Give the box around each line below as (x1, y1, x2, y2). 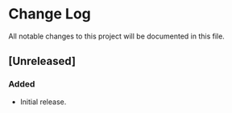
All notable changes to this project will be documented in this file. (8, 31, 226, 41)
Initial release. (19, 97, 67, 107)
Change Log (8, 5, 91, 23)
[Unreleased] (8, 54, 77, 68)
